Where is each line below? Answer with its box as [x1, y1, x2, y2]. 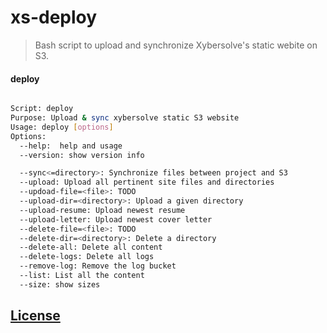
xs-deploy [10, 6, 98, 29]
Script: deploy [10, 104, 74, 114]
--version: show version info [19, 150, 145, 160]
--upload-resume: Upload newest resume [19, 205, 186, 215]
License [10, 307, 61, 325]
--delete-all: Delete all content [19, 242, 163, 253]
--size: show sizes [19, 279, 101, 290]
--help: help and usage [19, 141, 123, 151]
